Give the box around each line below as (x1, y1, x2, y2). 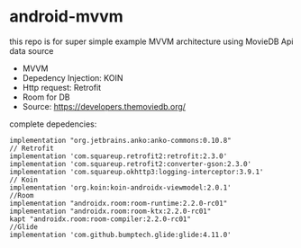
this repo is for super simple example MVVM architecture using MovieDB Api (9, 36, 294, 47)
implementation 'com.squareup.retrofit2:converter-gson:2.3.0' (9, 159, 252, 168)
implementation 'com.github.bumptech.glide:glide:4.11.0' (9, 230, 232, 239)
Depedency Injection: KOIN (22, 72, 123, 83)
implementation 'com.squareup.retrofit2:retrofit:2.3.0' (9, 151, 228, 161)
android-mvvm (9, 6, 123, 27)
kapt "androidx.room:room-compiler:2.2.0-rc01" (9, 214, 192, 224)
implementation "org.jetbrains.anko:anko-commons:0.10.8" (9, 136, 232, 145)
